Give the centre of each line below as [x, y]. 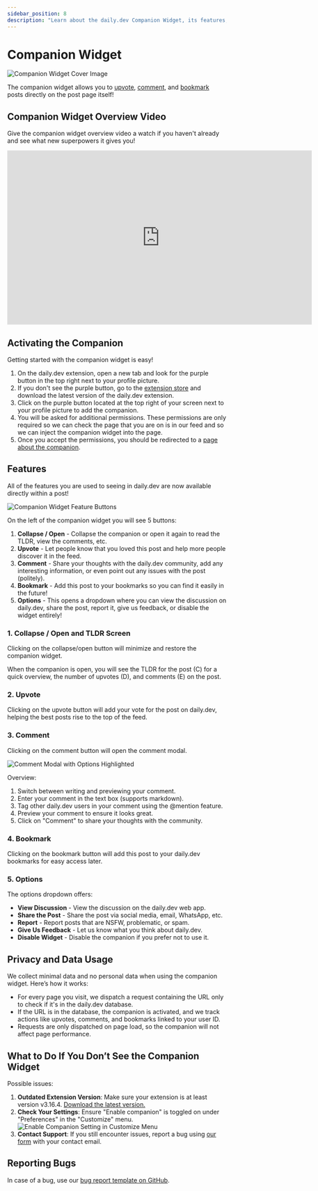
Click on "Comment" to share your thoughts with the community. [110, 820]
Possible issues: [30, 1083]
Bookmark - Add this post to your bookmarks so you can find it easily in [120, 585]
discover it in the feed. [49, 556]
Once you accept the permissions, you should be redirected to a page [117, 440]
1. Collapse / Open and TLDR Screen [69, 633]
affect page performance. [54, 1034]
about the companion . [49, 447]
